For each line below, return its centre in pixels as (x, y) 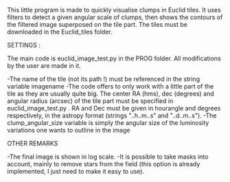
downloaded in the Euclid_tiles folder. (60, 32)
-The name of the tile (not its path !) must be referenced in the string (104, 79)
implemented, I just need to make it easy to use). (76, 171)
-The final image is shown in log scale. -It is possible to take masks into (108, 157)
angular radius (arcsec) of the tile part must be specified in (90, 101)
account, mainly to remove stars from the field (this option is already (104, 164)
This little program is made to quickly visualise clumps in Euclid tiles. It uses (114, 10)
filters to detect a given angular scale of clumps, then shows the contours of (115, 17)
